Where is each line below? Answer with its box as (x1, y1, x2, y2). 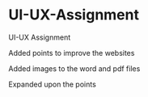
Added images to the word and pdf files (8, 63, 141, 74)
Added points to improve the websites (8, 48, 135, 57)
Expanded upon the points (8, 79, 97, 89)
